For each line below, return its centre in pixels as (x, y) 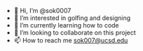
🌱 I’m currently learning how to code (66, 25)
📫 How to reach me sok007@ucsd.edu (71, 40)
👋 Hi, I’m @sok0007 (42, 11)
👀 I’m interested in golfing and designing (72, 18)
